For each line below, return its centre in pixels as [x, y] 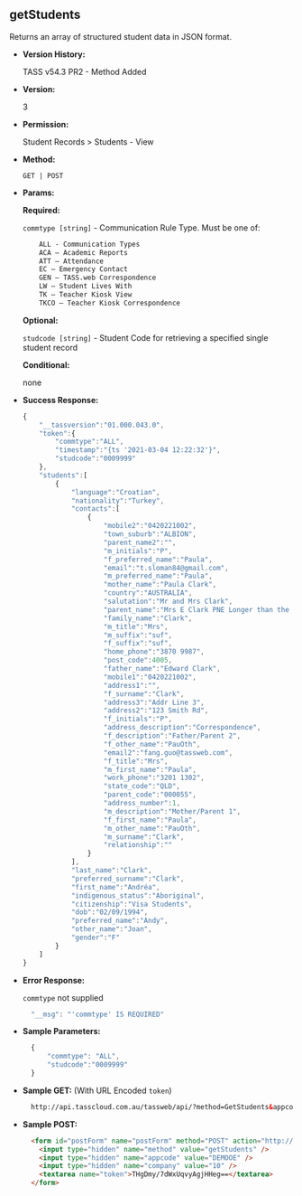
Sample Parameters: [61, 1031]
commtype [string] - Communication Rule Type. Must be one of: [141, 227]
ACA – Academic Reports [83, 252]
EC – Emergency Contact [83, 269]
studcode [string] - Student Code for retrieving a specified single [145, 337]
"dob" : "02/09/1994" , [110, 912]
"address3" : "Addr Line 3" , [154, 702]
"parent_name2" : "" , [140, 542]
